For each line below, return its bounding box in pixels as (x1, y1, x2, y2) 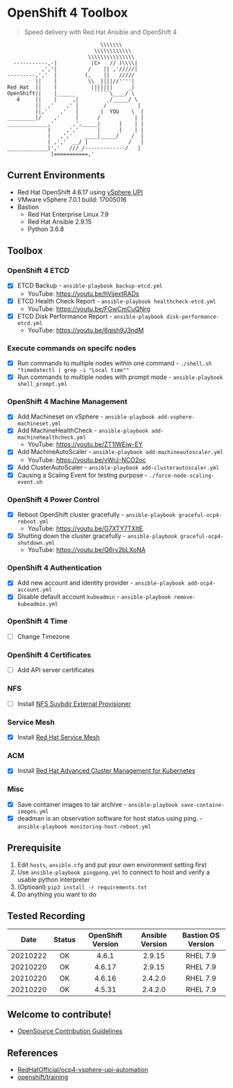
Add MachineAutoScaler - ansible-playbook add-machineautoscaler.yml (17, 448, 224, 456)
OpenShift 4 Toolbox (7, 5, 128, 21)
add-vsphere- (157, 414, 196, 421)
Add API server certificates (17, 666, 95, 674)
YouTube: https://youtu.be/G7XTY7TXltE (27, 524, 144, 533)
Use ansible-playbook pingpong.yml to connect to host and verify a (17, 868, 210, 876)
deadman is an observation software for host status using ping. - (17, 814, 203, 822)
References (7, 1047, 58, 1059)
